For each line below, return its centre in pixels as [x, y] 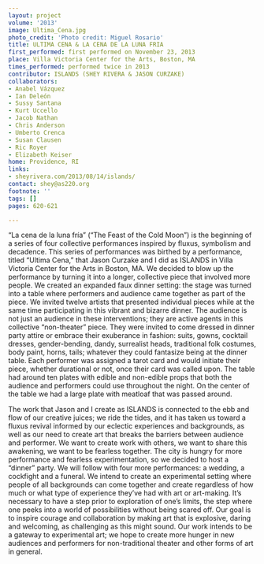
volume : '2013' [33, 23]
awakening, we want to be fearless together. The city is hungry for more [125, 451]
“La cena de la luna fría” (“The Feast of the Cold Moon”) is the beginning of [130, 235]
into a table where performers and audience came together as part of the [127, 294]
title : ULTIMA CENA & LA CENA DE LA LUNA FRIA [86, 45]
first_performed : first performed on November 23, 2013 [102, 52]
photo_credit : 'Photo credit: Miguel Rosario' [86, 37]
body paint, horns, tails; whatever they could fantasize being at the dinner [128, 352]
